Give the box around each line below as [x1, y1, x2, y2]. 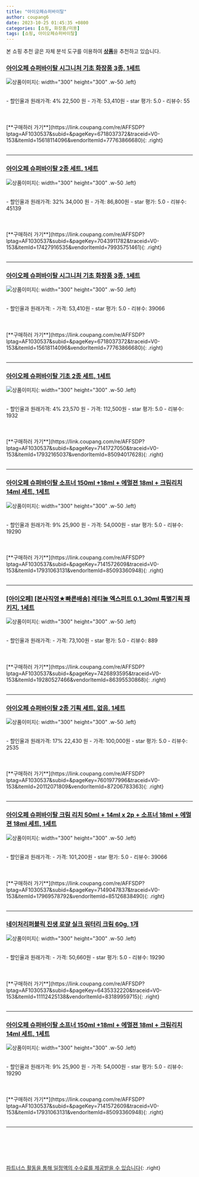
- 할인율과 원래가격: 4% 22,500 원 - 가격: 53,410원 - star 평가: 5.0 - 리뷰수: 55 [6, 97, 190, 104]
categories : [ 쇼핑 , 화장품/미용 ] [6, 25, 80, 31]
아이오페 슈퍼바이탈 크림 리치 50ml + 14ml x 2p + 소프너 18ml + [6, 811, 179, 819]
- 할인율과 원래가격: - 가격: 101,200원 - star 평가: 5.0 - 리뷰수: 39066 [6, 853, 168, 860]
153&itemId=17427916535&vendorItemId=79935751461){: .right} [6, 244, 162, 251]
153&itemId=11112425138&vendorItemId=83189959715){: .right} [6, 993, 160, 1000]
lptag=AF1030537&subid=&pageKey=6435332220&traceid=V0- [6, 987, 162, 994]
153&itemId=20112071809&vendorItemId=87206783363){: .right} [6, 783, 164, 790]
